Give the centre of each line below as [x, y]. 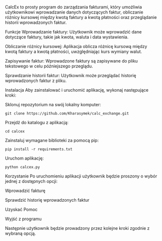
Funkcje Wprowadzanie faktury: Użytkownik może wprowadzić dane [73, 32]
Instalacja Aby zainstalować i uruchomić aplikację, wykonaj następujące [77, 90]
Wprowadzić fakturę [25, 191]
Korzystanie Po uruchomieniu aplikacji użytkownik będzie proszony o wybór [81, 176]
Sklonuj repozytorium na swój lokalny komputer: [53, 104]
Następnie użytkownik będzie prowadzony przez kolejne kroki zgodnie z [77, 228]
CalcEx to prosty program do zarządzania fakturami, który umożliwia [73, 7]
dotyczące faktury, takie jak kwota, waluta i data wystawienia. [67, 37]
